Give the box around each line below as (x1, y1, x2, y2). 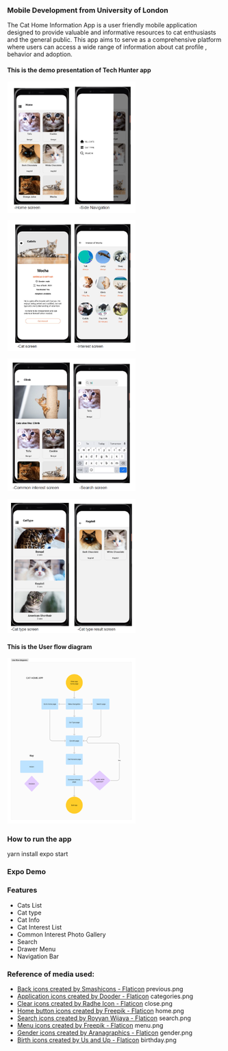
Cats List (16, 901, 42, 909)
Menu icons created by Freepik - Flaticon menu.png (16, 1022, 164, 1029)
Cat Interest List (16, 923, 62, 931)
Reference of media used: (7, 969, 94, 979)
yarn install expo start (7, 850, 68, 858)
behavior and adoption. (7, 50, 73, 58)
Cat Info (16, 915, 40, 924)
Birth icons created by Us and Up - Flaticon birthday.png (16, 1036, 177, 1044)
